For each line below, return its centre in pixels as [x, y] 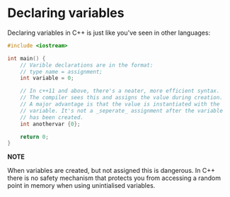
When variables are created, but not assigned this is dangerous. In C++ [111, 171]
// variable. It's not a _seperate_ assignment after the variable [121, 111]
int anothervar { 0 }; [50, 124]
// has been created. [52, 117]
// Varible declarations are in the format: [87, 65]
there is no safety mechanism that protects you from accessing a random [114, 178]
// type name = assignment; [61, 72]
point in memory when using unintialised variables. [81, 186]
